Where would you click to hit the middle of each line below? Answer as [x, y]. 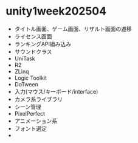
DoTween [26, 84]
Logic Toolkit [30, 78]
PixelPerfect [30, 113]
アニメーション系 [36, 120]
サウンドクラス [33, 51]
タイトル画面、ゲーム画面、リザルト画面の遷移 [73, 29]
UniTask [25, 58]
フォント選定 [30, 128]
